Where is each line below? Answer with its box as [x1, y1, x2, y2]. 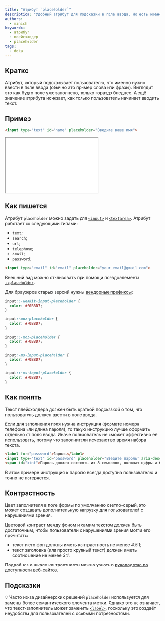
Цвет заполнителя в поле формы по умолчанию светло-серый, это [5, 502, 146, 508]
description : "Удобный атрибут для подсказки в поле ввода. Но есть [5, 12, 148, 17]
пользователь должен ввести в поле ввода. [5, 411, 97, 418]
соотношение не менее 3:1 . [12, 552, 70, 558]
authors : [5, 16, 23, 21]
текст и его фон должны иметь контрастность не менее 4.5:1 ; [12, 542, 142, 548]
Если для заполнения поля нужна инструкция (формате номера [5, 421, 139, 427]
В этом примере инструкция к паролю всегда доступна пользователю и [5, 470, 158, 476]
